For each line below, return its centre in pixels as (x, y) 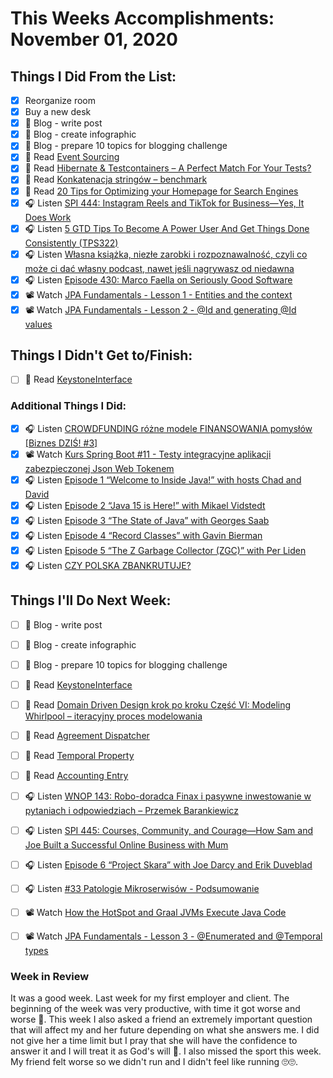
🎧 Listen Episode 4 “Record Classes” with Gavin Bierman (143, 535)
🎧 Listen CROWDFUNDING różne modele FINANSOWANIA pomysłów (168, 428)
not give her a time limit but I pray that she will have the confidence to (154, 1041)
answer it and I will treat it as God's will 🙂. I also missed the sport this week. (166, 1051)
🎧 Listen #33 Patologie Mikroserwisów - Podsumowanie (142, 889)
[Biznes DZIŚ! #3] (61, 443)
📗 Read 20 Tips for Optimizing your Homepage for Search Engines (161, 191)
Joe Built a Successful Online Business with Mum (126, 845)
